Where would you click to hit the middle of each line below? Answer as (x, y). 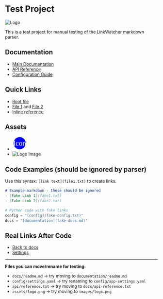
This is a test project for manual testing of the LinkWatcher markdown (75, 32)
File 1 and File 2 (27, 106)
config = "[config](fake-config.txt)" (44, 215)
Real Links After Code (38, 236)
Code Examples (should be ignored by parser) (76, 169)
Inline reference (28, 112)
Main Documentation (33, 64)
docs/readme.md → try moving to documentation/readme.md (69, 276)
